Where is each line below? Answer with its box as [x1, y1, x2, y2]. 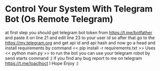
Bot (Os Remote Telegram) [5, 14, 113, 25]
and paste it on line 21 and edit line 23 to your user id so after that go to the [5, 35, 155, 41]
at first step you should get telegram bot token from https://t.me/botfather [5, 29, 153, 35]
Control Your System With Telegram [5, 3, 153, 14]
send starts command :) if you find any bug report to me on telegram [5, 55, 142, 61]
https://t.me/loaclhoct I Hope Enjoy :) [5, 60, 79, 66]
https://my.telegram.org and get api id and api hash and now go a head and [5, 40, 156, 45]
